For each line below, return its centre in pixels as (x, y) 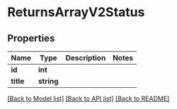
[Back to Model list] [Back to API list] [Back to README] (88, 98)
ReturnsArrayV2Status (76, 12)
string (48, 81)
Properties (31, 38)
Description (86, 58)
